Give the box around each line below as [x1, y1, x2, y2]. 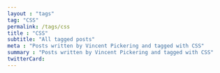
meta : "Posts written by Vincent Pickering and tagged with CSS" [7, 42, 205, 49]
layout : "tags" [7, 10, 54, 17]
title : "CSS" [7, 29, 49, 37]
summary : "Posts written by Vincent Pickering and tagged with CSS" [7, 49, 214, 56]
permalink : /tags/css [7, 23, 71, 30]
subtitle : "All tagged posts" [7, 36, 96, 43]
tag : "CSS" [7, 17, 39, 24]
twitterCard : [7, 56, 45, 63]
